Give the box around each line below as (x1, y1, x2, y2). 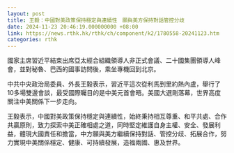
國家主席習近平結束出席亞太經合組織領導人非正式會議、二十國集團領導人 (7, 57, 214, 65)
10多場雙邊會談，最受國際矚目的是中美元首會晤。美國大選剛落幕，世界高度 (7, 89, 221, 97)
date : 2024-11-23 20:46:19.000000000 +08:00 (7, 23, 139, 30)
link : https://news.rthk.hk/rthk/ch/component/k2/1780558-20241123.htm (7, 29, 219, 37)
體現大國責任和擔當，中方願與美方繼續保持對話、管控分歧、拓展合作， (19, 130, 221, 138)
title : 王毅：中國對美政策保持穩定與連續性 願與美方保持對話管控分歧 (7, 17, 185, 24)
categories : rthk (7, 36, 58, 43)
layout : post (7, 10, 45, 17)
